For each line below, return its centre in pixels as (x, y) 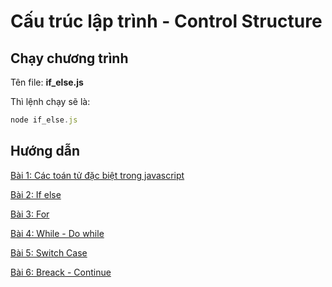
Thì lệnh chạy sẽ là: (50, 101)
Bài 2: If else (36, 194)
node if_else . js (44, 120)
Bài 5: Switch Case (49, 252)
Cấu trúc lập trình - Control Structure (166, 21)
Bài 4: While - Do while (57, 233)
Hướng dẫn (45, 151)
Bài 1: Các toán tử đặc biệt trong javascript (97, 175)
